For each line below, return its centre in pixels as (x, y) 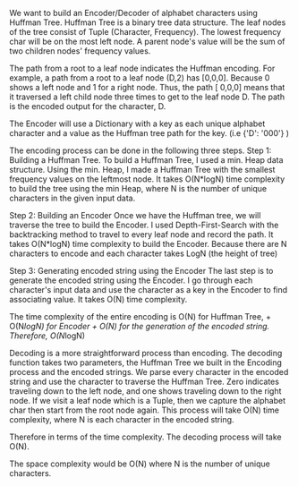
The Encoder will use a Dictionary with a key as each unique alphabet (137, 124)
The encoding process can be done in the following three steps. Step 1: (140, 150)
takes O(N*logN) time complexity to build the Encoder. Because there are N (149, 244)
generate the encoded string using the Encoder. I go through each (131, 280)
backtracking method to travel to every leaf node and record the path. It (141, 234)
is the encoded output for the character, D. (88, 106)
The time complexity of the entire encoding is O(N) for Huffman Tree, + (140, 316)
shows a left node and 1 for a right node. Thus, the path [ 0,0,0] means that (147, 87)
